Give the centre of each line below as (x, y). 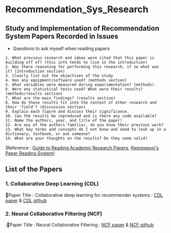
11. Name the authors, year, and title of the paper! (64, 121)
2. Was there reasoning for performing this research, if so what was (82, 67)
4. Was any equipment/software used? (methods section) (66, 80)
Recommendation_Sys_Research (77, 9)
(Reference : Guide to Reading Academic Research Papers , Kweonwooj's (82, 148)
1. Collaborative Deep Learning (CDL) (52, 184)
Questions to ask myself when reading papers (61, 49)
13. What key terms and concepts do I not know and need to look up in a (86, 129)
